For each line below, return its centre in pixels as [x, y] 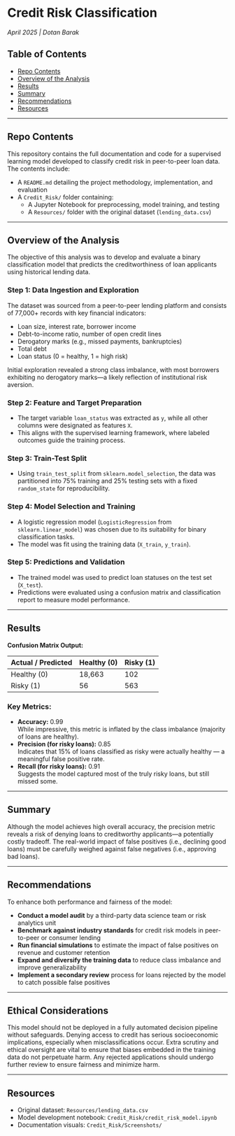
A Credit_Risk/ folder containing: [65, 197]
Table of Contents [47, 54]
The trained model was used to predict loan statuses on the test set [114, 577]
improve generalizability [52, 967]
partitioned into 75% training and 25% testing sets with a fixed [107, 481]
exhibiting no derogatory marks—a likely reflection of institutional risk [107, 377]
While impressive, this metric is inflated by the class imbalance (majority [121, 729]
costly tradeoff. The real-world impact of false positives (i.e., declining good [117, 842]
